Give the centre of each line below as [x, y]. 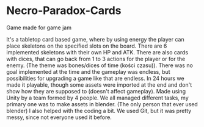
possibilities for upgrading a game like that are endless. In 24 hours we [95, 78]
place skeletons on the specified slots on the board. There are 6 [87, 46]
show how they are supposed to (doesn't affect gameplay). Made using [96, 91]
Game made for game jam [39, 27]
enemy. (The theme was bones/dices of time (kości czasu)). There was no [100, 65]
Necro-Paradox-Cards [64, 11]
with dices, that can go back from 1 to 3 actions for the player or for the [96, 59]
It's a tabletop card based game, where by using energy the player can [95, 39]
